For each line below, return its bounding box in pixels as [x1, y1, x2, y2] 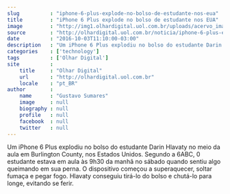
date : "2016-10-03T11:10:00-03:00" [7, 36, 139, 42]
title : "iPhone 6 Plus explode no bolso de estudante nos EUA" [7, 16, 219, 23]
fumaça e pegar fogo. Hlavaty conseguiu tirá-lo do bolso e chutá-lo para [7, 172, 212, 180]
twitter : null [19, 124, 69, 131]
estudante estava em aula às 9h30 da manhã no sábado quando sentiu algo [7, 158, 221, 166]
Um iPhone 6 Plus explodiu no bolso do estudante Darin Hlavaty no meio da [7, 143, 220, 151]
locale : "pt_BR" [19, 80, 78, 87]
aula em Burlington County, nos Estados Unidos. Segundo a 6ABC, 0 [7, 150, 201, 158]
